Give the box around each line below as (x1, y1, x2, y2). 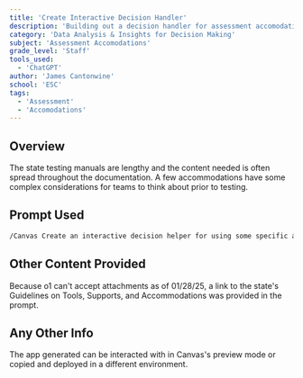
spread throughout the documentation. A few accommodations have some (9, 172, 286, 183)
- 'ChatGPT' (17, 64, 63, 73)
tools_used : (9, 55, 54, 64)
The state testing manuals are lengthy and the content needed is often (9, 163, 271, 174)
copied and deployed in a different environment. (9, 359, 188, 370)
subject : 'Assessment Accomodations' (9, 38, 151, 48)
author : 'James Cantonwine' (9, 72, 115, 81)
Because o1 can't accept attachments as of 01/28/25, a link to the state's (9, 280, 280, 291)
